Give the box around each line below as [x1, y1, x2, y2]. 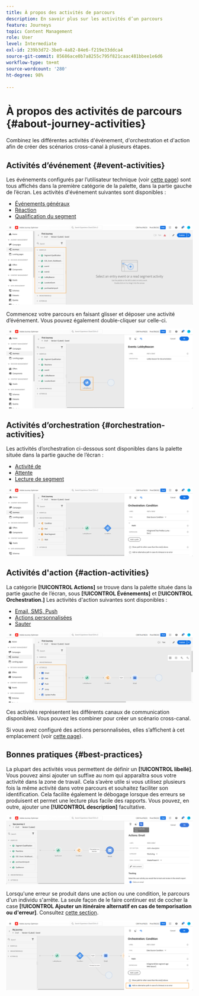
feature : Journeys [6, 22, 52, 28]
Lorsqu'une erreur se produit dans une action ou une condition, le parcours [6, 890, 190, 898]
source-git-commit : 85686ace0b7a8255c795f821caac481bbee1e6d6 [6, 53, 163, 59]
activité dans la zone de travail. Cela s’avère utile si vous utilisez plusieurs [6, 778, 186, 785]
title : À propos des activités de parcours [6, 9, 115, 15]
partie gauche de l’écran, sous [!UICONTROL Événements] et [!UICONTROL [6, 590, 193, 597]
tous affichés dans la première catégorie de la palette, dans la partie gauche [6, 183, 192, 189]
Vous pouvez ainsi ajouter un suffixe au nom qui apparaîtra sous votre [6, 771, 176, 779]
